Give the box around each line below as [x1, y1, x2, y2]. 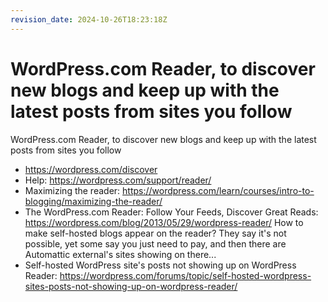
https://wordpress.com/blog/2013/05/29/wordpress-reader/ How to [24, 216, 304, 228]
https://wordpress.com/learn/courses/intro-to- [122, 184, 315, 196]
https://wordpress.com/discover [24, 163, 158, 175]
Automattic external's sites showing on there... [24, 248, 217, 260]
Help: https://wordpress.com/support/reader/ [24, 174, 212, 186]
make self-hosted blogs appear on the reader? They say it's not [24, 227, 287, 239]
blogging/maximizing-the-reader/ [24, 195, 163, 207]
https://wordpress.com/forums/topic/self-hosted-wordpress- [59, 269, 312, 281]
